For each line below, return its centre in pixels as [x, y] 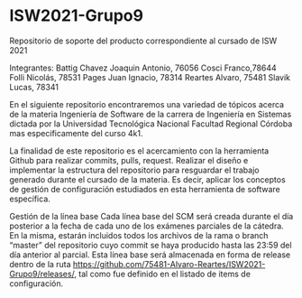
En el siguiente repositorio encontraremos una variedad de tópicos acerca [147, 104]
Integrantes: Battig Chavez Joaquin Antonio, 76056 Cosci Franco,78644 [143, 68]
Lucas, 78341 [34, 87]
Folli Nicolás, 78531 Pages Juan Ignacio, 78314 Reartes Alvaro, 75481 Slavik [150, 77]
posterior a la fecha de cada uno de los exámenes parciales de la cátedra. [146, 226]
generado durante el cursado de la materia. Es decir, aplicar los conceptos [147, 179]
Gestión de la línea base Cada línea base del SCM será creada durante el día [151, 216]
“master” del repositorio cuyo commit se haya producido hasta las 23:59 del [151, 245]
